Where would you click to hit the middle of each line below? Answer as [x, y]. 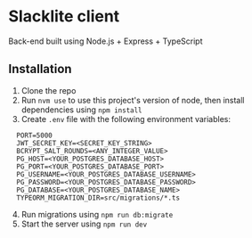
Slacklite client [64, 16]
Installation [40, 69]
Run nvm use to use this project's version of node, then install [133, 100]
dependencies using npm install [82, 110]
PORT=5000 [34, 135]
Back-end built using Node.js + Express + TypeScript [106, 41]
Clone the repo [49, 90]
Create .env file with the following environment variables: [126, 119]
